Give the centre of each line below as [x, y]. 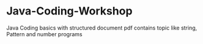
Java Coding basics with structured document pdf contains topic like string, [102, 28]
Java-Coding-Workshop [69, 11]
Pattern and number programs [44, 34]
